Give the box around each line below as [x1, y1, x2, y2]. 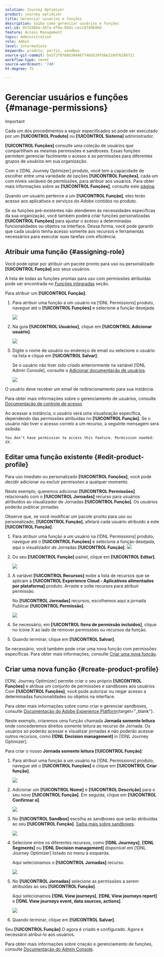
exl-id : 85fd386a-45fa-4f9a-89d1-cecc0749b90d [5, 25, 102, 30]
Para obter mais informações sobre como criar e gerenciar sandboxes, [5, 703, 148, 709]
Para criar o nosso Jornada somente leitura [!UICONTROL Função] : [5, 748, 143, 754]
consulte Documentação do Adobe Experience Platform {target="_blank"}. [5, 709, 154, 714]
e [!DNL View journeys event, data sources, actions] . [12, 898, 122, 904]
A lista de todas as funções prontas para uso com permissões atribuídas [5, 275, 151, 281]
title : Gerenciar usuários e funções [5, 16, 82, 21]
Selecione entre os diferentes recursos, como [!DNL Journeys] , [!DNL [12, 840, 154, 846]
